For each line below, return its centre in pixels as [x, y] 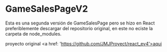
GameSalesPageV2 [47, 9]
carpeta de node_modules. [34, 34]
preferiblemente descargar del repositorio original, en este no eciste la [79, 28]
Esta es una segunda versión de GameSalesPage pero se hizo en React [80, 23]
